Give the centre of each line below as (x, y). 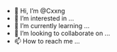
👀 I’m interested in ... (44, 18)
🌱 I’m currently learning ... (52, 26)
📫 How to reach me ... (47, 41)
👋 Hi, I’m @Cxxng (39, 11)
